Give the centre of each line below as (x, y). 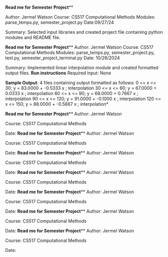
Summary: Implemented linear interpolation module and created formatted (82, 68)
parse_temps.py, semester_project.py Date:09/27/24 (60, 22)
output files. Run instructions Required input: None (58, 73)
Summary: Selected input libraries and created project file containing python (84, 32)
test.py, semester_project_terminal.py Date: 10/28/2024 (63, 58)
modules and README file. (33, 37)
